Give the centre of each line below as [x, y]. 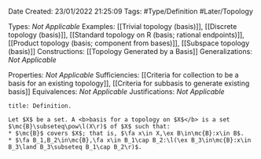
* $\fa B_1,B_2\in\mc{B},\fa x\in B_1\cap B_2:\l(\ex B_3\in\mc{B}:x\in [130, 140]
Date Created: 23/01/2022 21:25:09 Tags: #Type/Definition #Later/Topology [131, 11]
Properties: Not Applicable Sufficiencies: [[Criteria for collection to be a [123, 75]
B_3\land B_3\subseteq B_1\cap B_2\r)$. [75, 147]
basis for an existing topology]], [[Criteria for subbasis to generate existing [129, 83]
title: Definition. [40, 106]
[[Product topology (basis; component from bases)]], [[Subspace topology [129, 43]
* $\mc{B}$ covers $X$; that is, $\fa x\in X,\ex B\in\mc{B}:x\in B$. [126, 133]
